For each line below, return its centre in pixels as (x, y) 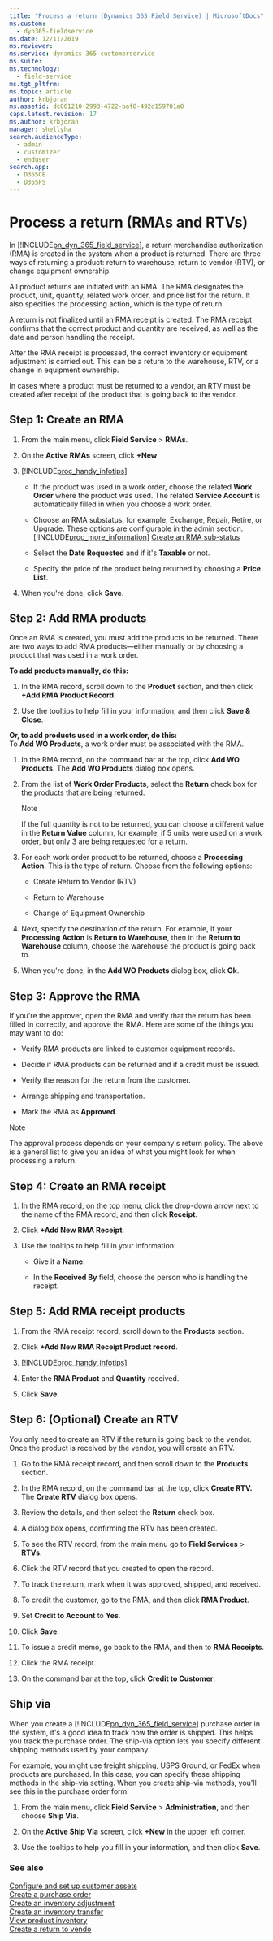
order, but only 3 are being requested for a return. (104, 841)
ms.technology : (35, 69)
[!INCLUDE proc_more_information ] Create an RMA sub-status (136, 536)
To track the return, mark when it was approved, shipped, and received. (141, 1584)
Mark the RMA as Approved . (69, 1112)
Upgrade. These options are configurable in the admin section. (138, 528)
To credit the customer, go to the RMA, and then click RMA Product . (135, 1600)
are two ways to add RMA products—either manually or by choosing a (126, 646)
